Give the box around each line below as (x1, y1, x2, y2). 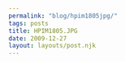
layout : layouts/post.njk (8, 42, 96, 50)
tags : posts (8, 19, 49, 27)
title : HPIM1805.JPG (8, 27, 79, 35)
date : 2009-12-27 (8, 34, 67, 43)
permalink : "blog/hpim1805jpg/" (8, 11, 118, 20)
